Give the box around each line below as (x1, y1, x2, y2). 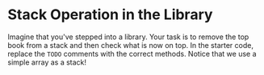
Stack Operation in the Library (7, 6, 213, 24)
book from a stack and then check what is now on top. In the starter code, (7, 40, 254, 49)
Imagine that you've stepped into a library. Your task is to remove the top (7, 32, 249, 41)
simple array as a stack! (7, 57, 86, 67)
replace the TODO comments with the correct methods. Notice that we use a (7, 49, 257, 58)
